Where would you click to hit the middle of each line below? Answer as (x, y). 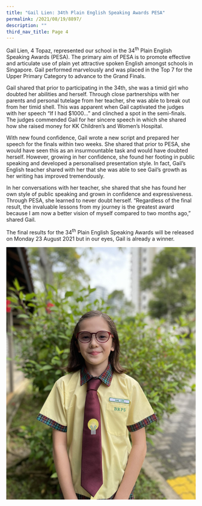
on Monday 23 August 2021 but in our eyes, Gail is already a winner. (90, 239)
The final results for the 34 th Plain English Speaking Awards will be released (100, 231)
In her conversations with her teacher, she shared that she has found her (96, 187)
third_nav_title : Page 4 (37, 32)
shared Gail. (21, 219)
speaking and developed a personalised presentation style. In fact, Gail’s (96, 163)
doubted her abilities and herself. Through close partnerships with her (93, 94)
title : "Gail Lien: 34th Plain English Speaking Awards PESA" (86, 13)
